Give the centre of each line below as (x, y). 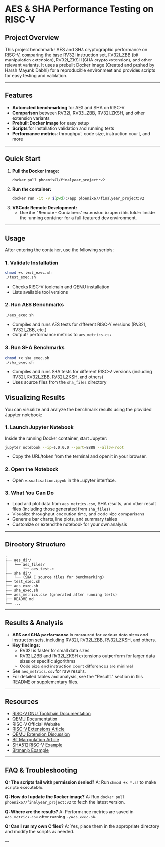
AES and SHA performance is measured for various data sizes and (80, 635)
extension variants (31, 118)
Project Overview (32, 38)
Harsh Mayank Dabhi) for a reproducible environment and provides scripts (80, 70)
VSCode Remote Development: (44, 208)
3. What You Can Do (29, 493)
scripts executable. (24, 787)
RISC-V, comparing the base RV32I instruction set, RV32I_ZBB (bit (72, 55)
